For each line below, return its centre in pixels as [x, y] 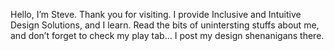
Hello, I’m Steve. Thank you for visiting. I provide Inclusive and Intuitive [156, 14]
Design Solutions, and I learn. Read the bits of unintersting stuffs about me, [165, 25]
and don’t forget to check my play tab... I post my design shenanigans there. [167, 35]
